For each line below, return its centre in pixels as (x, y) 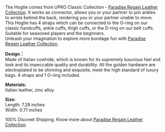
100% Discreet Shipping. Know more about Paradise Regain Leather (74, 119)
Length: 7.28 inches (25, 105)
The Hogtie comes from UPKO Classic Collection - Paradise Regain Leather (82, 7)
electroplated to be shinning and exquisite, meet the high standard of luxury (82, 70)
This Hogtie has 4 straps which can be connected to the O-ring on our (76, 23)
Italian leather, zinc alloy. (30, 90)
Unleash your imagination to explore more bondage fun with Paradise (76, 38)
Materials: (16, 85)
